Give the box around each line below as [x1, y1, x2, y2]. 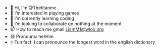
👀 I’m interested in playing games [10, 10, 79, 16]
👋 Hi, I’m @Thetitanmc [10, 5, 57, 10]
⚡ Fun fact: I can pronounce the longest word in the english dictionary [10, 39, 155, 45]
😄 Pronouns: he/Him [10, 33, 54, 39]
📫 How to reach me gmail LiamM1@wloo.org [10, 26, 104, 32]
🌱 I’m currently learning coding [10, 15, 75, 21]
